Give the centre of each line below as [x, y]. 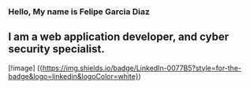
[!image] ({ [26, 68]
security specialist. [56, 49]
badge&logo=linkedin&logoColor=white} [74, 76]
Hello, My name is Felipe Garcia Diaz [79, 12]
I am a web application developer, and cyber [119, 37]
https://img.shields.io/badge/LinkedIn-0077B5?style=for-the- [142, 68]
